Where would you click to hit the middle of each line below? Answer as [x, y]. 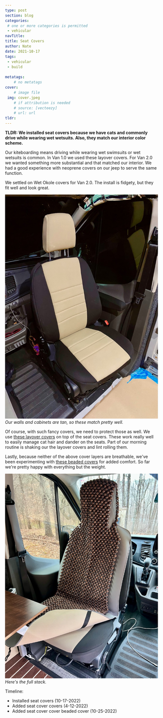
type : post [16, 10]
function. [14, 173]
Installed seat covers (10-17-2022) [46, 701]
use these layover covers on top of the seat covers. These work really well [79, 437]
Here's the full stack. [26, 682]
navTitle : [15, 36]
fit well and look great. [27, 188]
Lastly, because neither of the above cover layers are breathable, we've [76, 457]
